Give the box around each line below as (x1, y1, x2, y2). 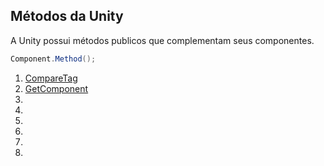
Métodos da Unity (10, 8, 124, 25)
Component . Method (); (10, 54, 97, 64)
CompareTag (24, 72, 78, 84)
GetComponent (24, 82, 89, 94)
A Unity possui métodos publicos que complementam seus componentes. (10, 34, 315, 46)
